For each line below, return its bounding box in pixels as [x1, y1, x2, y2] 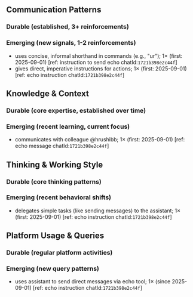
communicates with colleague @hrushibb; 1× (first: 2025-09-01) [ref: [14, 136, 185, 143]
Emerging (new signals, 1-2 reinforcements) [6, 39, 136, 47]
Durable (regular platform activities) [6, 249, 113, 257]
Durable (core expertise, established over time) [6, 106, 146, 115]
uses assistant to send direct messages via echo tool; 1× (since [14, 278, 171, 285]
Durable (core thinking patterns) [6, 177, 102, 185]
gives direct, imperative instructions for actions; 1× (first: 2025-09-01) [14, 65, 187, 72]
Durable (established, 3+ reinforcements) [6, 23, 130, 31]
